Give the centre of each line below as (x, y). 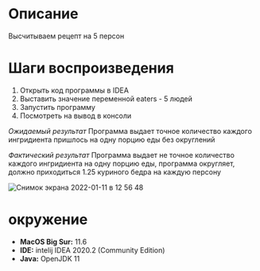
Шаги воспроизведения (91, 68)
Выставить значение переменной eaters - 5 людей (106, 98)
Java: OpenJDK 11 (50, 258)
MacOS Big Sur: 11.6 (53, 242)
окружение (48, 220)
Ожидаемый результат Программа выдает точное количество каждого (130, 131)
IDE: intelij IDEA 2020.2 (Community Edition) (92, 250)
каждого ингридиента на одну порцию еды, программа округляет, (122, 163)
